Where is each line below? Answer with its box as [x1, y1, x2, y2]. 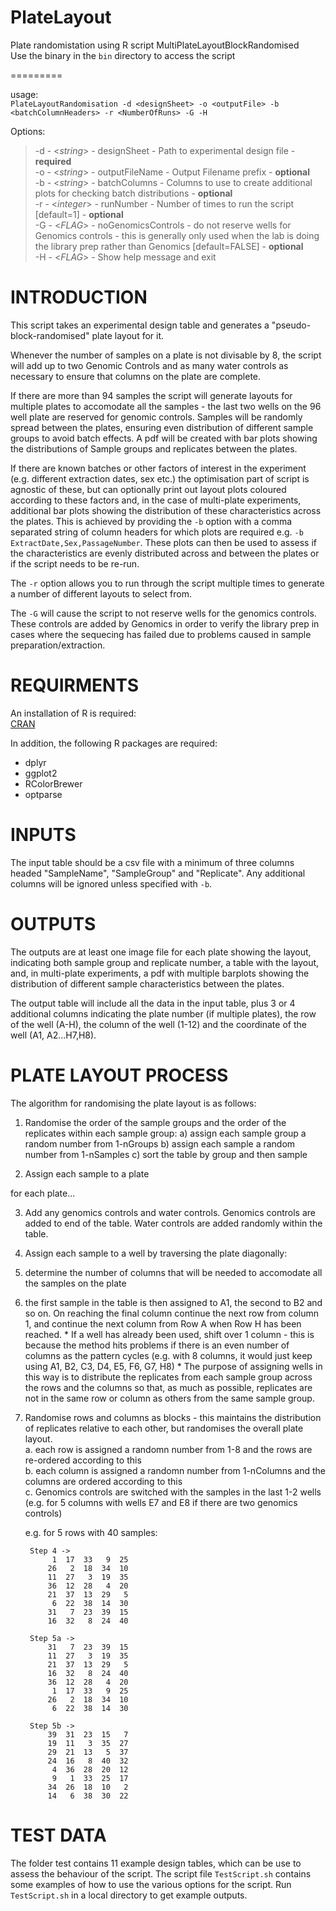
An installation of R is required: [10, 707, 137, 719]
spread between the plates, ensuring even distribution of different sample [10, 421, 314, 433]
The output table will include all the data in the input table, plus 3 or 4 [10, 997, 296, 1009]
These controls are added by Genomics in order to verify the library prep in [10, 617, 320, 630]
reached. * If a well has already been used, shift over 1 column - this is [24, 1328, 315, 1340]
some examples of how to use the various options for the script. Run [10, 1878, 292, 1890]
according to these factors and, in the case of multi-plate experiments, [10, 494, 302, 506]
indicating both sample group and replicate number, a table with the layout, [10, 956, 320, 968]
